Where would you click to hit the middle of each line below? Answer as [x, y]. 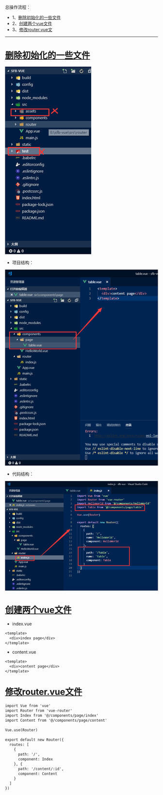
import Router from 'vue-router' [39, 711]
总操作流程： [18, 7]
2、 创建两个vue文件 [32, 24]
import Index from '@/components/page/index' [52, 715]
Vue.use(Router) [21, 730]
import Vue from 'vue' [28, 706]
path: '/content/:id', [41, 769]
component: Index [35, 759]
